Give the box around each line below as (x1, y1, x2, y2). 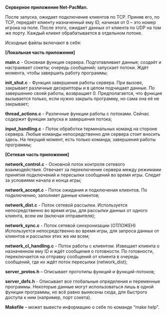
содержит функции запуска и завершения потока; (5, 116, 112, 122)
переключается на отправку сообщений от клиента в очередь (5, 254, 139, 259)
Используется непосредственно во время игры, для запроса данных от (5, 228, 159, 234)
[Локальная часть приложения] (5, 50, 75, 55)
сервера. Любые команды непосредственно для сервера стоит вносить (5, 131, 160, 137)
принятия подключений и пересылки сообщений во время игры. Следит (5, 172, 161, 178)
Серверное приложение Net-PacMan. (5, 5, 88, 10)
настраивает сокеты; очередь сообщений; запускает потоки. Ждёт (5, 65, 149, 70)
